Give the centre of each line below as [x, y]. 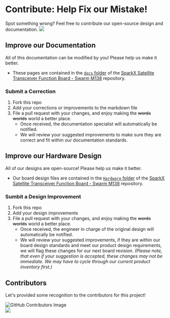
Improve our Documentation [51, 45]
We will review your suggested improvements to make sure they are [91, 135]
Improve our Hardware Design [54, 156]
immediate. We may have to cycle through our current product [85, 262]
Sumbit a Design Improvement [43, 196]
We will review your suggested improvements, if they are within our [90, 240]
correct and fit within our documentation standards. [74, 140]
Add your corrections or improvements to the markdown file [75, 108]
